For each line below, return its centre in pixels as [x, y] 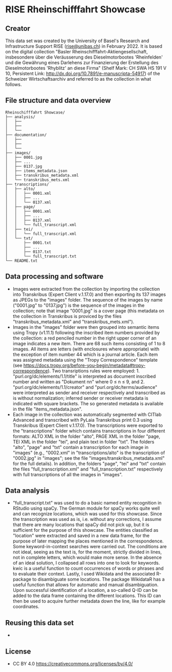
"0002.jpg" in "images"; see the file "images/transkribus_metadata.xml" [89, 458]
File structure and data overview [58, 100]
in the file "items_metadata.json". [48, 409]
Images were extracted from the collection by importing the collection [86, 289]
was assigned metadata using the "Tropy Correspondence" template [85, 360]
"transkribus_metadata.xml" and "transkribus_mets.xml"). [73, 322]
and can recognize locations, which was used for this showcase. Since [87, 514]
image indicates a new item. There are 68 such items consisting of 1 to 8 [89, 343]
